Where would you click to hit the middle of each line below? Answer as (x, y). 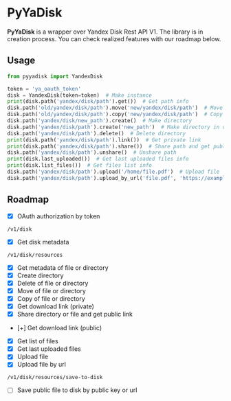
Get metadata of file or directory (63, 267)
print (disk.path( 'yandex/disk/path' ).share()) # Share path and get (109, 146)
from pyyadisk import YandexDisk (55, 76)
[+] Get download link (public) (59, 328)
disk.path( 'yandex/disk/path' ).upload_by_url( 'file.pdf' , (92, 178)
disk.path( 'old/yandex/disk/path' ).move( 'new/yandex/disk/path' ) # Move (115, 108)
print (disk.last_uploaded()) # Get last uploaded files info (98, 159)
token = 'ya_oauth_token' (44, 89)
